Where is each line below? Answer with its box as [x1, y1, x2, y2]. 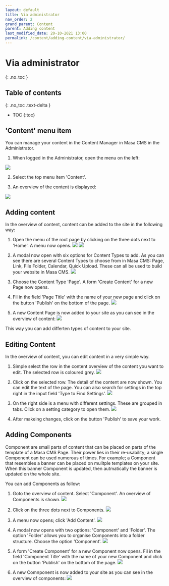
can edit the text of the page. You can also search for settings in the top [12, 385, 162, 391]
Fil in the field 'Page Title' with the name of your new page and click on [12, 294, 160, 300]
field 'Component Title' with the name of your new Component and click [12, 553, 163, 559]
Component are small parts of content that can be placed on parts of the [5, 444, 156, 450]
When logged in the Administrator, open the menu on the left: [12, 155, 140, 161]
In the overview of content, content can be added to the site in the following [5, 222, 163, 228]
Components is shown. [12, 496, 61, 502]
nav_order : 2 [5, 17, 33, 22]
